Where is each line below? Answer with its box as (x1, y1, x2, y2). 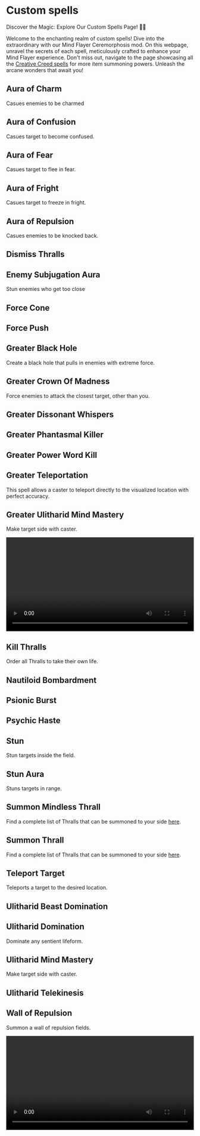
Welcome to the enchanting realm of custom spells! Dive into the (6, 35, 165, 42)
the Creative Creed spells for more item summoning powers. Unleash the (6, 60, 185, 67)
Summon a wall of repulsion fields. (6, 1024, 91, 1031)
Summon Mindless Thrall (6, 802, 101, 812)
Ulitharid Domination (6, 922, 85, 932)
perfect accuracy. (6, 493, 49, 500)
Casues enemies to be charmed (6, 100, 85, 107)
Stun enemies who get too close (6, 286, 85, 293)
